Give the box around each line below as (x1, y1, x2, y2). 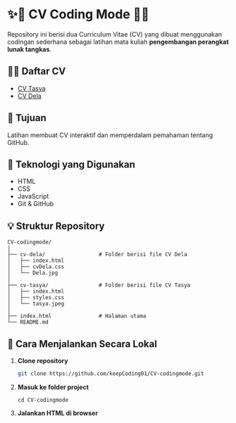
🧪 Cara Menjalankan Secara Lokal (7, 338, 157, 350)
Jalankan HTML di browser (17, 408, 99, 417)
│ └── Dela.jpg (7, 270, 58, 277)
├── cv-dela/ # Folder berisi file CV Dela (7, 251, 188, 258)
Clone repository (17, 357, 68, 365)
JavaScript (17, 192, 49, 201)
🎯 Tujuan (7, 112, 47, 124)
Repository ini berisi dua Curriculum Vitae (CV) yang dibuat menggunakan (7, 30, 223, 38)
